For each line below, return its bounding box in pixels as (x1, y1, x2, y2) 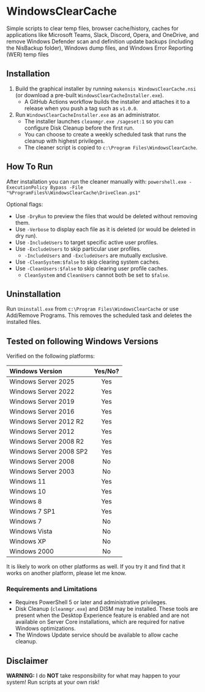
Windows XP (9, 537, 47, 546)
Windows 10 (9, 487, 46, 496)
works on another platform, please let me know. (6, 570, 127, 577)
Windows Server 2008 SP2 (9, 447, 88, 456)
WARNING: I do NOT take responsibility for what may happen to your (6, 672, 181, 680)
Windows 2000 (9, 547, 54, 556)
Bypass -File (50, 184, 84, 191)
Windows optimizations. (15, 625, 76, 632)
